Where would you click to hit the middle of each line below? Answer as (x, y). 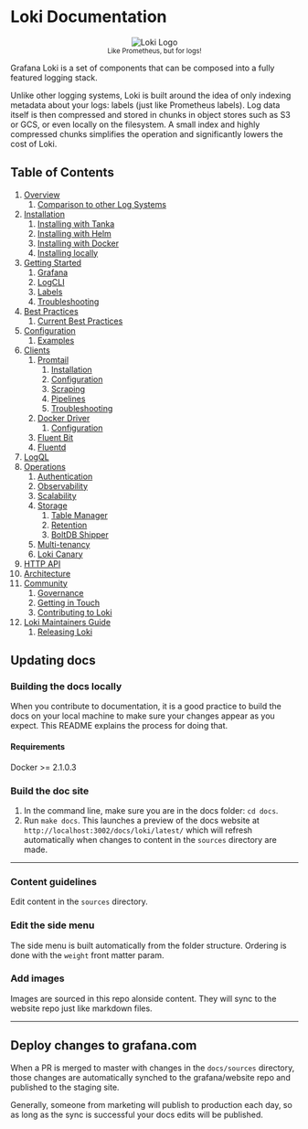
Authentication (65, 476)
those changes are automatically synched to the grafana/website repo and (150, 1077)
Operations (45, 466)
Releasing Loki (65, 632)
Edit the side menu (53, 925)
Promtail (53, 359)
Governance (60, 592)
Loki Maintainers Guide (67, 622)
